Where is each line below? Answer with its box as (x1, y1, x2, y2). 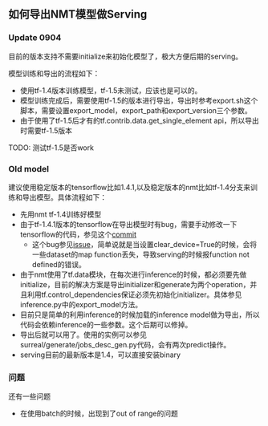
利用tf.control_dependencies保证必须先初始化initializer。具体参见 (26, 290, 242, 299)
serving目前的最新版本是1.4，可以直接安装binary (19, 350, 181, 359)
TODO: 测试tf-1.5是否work (8, 143, 95, 152)
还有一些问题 (8, 392, 51, 401)
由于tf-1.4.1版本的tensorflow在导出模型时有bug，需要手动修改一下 (19, 219, 238, 229)
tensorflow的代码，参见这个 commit (19, 229, 137, 239)
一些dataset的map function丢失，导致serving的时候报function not (31, 250, 250, 259)
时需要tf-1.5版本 (19, 125, 73, 135)
